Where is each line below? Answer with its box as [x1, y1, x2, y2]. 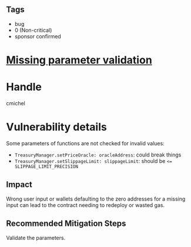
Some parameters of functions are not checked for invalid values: [6, 139, 165, 146]
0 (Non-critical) [14, 26, 52, 34]
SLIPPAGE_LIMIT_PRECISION [14, 163, 78, 169]
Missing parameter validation [6, 54, 153, 66]
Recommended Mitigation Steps [6, 219, 126, 229]
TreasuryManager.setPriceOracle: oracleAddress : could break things [14, 151, 182, 158]
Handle [6, 81, 42, 94]
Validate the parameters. [6, 234, 66, 241]
